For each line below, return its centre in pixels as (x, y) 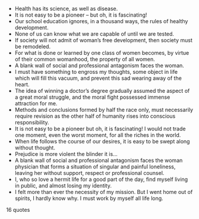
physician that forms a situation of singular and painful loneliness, (95, 167)
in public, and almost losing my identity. (63, 186)
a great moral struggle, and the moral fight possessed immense (92, 97)
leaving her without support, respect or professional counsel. (89, 173)
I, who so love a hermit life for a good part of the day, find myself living (101, 179)
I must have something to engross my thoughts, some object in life (96, 72)
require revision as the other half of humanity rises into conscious (95, 116)
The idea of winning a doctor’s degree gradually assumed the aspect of (102, 91)
